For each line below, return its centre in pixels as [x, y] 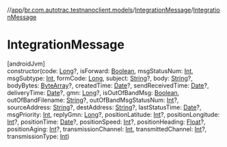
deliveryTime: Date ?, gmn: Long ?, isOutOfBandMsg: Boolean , [93, 92]
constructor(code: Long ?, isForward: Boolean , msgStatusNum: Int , [100, 70]
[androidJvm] [26, 64]
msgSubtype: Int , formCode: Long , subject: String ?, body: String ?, [100, 78]
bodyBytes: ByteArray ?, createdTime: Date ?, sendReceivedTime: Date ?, [108, 85]
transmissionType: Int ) [38, 136]
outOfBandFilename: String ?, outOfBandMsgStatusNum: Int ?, [93, 100]
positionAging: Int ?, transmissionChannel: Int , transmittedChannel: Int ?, [107, 129]
